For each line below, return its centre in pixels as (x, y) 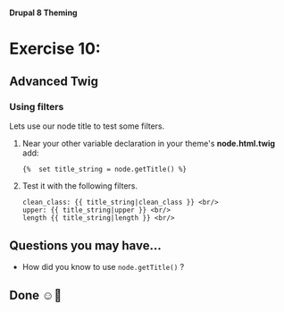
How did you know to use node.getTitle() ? (103, 267)
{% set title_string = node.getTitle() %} (104, 170)
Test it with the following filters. (80, 186)
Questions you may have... (86, 245)
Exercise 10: (55, 48)
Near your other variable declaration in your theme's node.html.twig (148, 144)
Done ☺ (32, 295)
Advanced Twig (54, 82)
